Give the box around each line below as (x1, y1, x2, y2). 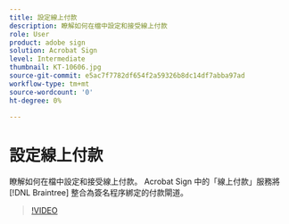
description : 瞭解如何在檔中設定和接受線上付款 (9, 21, 168, 30)
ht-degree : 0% (9, 95, 62, 105)
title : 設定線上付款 (9, 12, 78, 22)
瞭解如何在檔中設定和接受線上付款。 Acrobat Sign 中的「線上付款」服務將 (9, 176, 281, 187)
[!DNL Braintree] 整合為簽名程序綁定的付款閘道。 (9, 187, 189, 198)
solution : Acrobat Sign (9, 46, 98, 55)
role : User (9, 29, 50, 38)
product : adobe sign (9, 37, 87, 47)
